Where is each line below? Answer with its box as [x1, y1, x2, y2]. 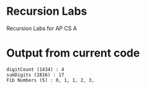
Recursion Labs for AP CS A [6, 25, 77, 32]
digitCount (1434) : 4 [6, 66, 64, 72]
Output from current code [6, 46, 140, 60]
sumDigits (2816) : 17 [6, 72, 64, 78]
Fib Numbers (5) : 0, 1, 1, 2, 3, [6, 77, 95, 83]
